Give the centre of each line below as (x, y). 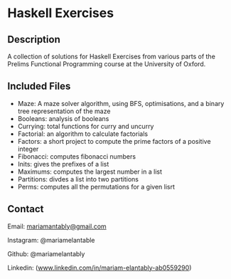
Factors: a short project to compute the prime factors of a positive (114, 141)
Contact (26, 209)
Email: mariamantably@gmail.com (57, 226)
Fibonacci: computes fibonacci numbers (77, 156)
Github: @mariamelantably (46, 253)
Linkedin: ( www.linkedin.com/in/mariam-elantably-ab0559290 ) (100, 268)
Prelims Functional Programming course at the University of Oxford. (107, 64)
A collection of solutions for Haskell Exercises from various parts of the (111, 56)
